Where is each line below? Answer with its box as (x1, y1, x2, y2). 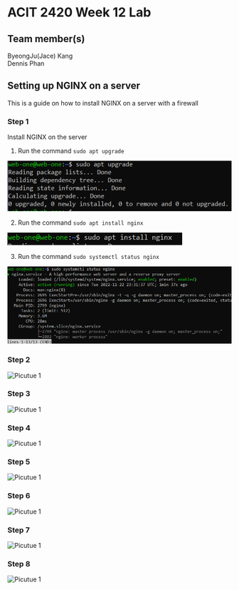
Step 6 (7, 491, 31, 501)
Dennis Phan (7, 59, 45, 68)
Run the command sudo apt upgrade (17, 147, 124, 156)
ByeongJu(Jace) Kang (7, 51, 73, 60)
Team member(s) (7, 33, 85, 45)
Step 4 (7, 422, 31, 432)
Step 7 (7, 525, 30, 535)
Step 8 (7, 559, 31, 569)
